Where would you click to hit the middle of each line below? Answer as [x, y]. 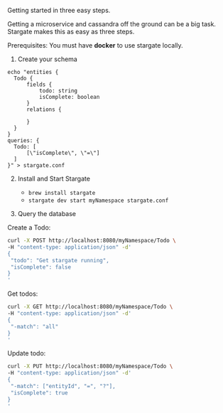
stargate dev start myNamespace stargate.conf [98, 200]
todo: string [58, 91]
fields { [39, 85]
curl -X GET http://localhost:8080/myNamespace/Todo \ [90, 307]
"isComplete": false [41, 267]
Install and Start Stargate [54, 178]
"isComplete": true [39, 393]
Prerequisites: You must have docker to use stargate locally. [95, 45]
